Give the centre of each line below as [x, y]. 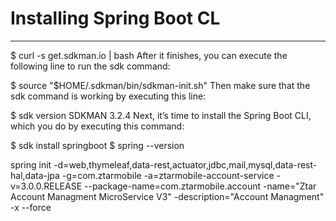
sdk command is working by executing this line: [108, 96]
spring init [31, 164]
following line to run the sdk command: [90, 66]
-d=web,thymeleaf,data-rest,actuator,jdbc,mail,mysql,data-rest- [185, 164]
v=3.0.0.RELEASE [46, 186]
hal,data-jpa [35, 175]
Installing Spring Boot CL [115, 18]
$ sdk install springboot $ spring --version [97, 145]
